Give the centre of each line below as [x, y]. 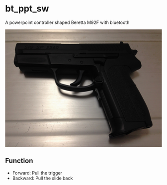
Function [19, 161]
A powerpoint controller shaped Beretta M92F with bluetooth [67, 22]
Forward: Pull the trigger [37, 173]
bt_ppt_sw [27, 9]
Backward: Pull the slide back [42, 178]
